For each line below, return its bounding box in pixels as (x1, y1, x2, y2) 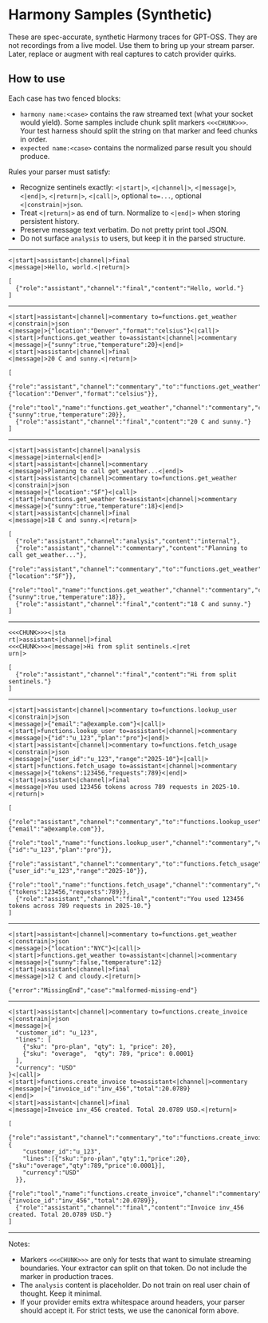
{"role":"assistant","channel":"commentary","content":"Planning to (15, 544, 248, 552)
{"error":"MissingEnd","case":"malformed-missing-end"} (8, 986, 198, 994)
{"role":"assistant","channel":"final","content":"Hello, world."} (15, 284, 245, 293)
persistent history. (19, 216, 80, 225)
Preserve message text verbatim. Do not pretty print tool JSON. (19, 225, 229, 234)
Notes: (8, 1239, 30, 1249)
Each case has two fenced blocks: (8, 94, 121, 103)
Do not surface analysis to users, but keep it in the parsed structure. (19, 233, 246, 243)
